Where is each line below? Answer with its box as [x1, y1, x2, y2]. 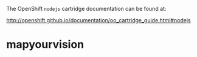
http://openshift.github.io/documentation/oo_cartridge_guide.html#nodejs [6, 17, 191, 23]
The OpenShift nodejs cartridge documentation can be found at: [6, 5, 167, 12]
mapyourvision [6, 38, 84, 52]
